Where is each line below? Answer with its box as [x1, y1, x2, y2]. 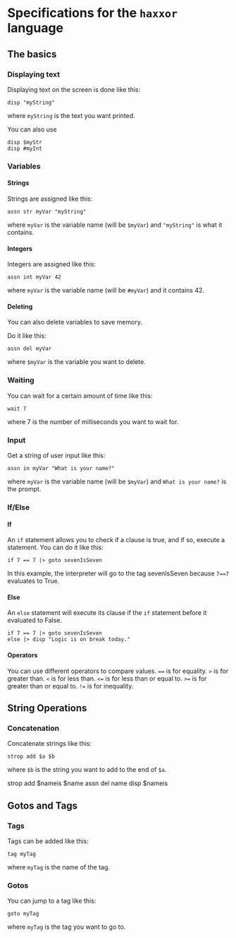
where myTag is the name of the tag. [7, 862, 111, 871]
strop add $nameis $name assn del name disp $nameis [7, 779, 168, 787]
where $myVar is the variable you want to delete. [7, 358, 147, 366]
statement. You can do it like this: [7, 543, 104, 552]
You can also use [7, 125, 58, 134]
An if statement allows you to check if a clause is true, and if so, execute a [7, 536, 225, 544]
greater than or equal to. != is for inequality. [7, 681, 134, 690]
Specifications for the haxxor [7, 5, 178, 21]
